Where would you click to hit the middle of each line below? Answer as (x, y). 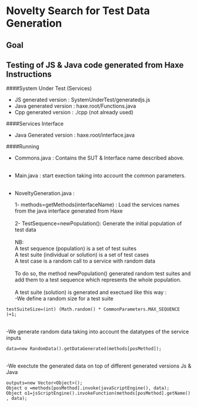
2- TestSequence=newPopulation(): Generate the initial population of (98, 224)
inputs (14, 338)
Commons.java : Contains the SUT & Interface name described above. (99, 158)
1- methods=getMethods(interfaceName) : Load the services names (97, 205)
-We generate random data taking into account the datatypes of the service (98, 332)
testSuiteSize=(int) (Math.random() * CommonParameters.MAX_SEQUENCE (93, 310)
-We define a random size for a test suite (64, 299)
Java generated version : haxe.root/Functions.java (75, 106)
